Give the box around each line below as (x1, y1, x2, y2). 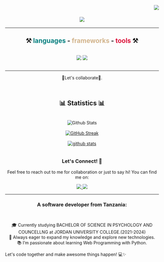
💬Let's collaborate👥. (61, 74, 102, 80)
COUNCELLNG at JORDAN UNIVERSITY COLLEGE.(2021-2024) (18, 229, 146, 235)
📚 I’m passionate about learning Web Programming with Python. (17, 240, 147, 246)
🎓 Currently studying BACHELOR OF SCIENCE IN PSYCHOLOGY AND (11, 222, 153, 228)
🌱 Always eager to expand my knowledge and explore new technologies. (9, 235, 155, 240)
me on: (75, 174, 89, 180)
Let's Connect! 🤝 (61, 158, 102, 165)
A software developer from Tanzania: (37, 201, 127, 208)
